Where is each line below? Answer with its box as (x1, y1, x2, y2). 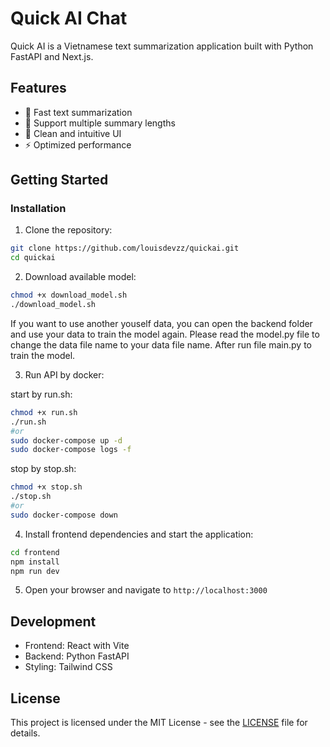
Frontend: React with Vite (24, 640, 130, 652)
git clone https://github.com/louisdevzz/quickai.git (10, 243, 240, 254)
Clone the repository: (24, 224, 113, 236)
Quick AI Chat (10, 7, 128, 30)
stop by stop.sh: (10, 463, 77, 475)
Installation (10, 202, 67, 216)
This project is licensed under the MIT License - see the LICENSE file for (10, 717, 308, 729)
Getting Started (10, 172, 109, 189)
